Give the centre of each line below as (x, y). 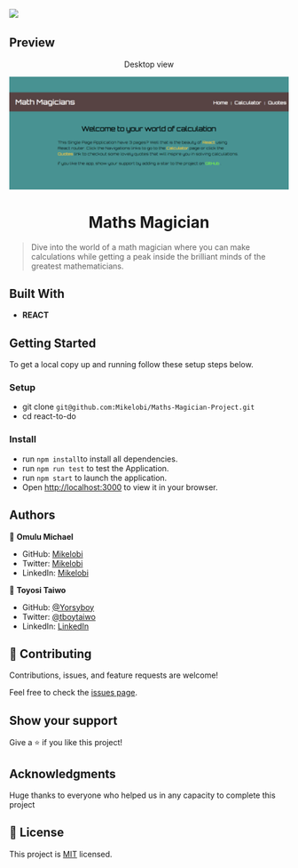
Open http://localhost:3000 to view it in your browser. (120, 487)
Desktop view (149, 64)
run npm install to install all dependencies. (100, 459)
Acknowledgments (63, 774)
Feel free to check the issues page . (73, 693)
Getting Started (53, 343)
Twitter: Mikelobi (52, 563)
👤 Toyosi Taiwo (38, 590)
